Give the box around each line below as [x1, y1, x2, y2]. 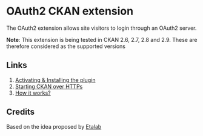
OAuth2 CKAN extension [6, 4, 134, 18]
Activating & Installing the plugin [15, 76, 96, 83]
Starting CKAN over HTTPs [15, 83, 83, 90]
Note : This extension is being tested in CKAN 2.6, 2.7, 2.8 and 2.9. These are [6, 36, 198, 43]
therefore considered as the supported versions [6, 42, 126, 50]
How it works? [15, 89, 51, 97]
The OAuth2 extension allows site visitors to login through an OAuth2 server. [6, 24, 197, 32]
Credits [6, 107, 35, 117]
